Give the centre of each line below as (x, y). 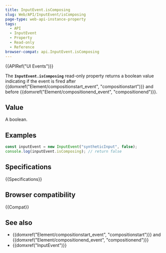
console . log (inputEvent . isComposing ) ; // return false (63, 151)
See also (19, 223)
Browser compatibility (40, 195)
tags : (11, 24)
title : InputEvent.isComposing (38, 10)
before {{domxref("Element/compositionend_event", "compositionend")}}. (81, 92)
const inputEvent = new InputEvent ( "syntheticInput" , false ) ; (71, 147)
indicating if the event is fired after (40, 81)
